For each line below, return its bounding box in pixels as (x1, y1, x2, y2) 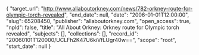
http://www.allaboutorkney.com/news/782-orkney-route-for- (43, 5, 193, 12)
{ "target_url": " (6, 5, 43, 12)
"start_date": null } (6, 43, 51, 50)
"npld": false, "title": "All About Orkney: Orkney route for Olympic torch (6, 24, 180, 31)
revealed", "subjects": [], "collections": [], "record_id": (6, 30, 139, 37)
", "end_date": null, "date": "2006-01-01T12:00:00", (64, 11, 189, 18)
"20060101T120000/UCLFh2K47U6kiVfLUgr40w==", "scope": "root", (6, 37, 177, 43)
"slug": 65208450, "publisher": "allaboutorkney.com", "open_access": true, (6, 18, 191, 24)
